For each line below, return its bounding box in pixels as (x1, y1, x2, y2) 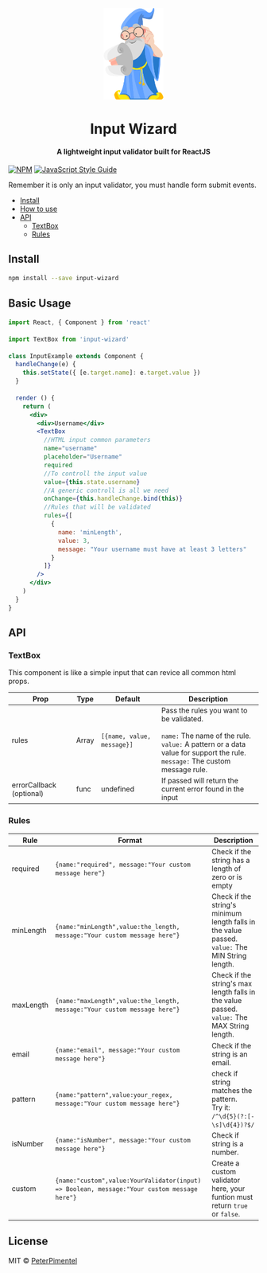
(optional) (11, 788, 44, 798)
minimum (211, 908, 242, 919)
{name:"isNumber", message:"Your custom (55, 1136, 191, 1144)
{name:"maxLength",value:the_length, (55, 998, 180, 1006)
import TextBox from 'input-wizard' (8, 335, 130, 343)
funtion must (211, 1193, 253, 1202)
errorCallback (11, 780, 57, 790)
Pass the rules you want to (161, 705, 248, 716)
